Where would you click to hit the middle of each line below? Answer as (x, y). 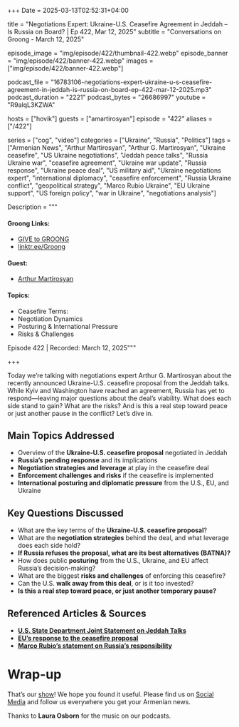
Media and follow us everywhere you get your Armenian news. (99, 701)
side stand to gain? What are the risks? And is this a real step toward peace (117, 405)
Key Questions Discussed (66, 513)
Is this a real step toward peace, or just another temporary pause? (117, 591)
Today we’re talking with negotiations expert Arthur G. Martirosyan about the (119, 375)
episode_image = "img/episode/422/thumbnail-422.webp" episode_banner (118, 53)
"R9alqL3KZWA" (31, 105)
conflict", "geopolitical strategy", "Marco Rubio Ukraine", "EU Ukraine (109, 185)
